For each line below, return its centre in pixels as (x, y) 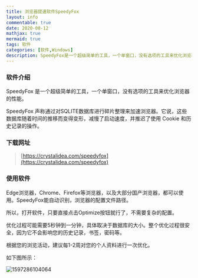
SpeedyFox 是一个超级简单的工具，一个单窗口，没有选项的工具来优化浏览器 (98, 91)
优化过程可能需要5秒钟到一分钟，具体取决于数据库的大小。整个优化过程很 (95, 225)
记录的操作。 (27, 126)
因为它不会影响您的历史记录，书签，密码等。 (70, 232)
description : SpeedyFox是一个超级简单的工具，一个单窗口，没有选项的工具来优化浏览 (99, 55)
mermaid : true (24, 39)
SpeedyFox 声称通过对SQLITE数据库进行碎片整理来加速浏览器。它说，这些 (97, 111)
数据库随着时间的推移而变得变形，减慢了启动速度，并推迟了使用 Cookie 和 (96, 118)
